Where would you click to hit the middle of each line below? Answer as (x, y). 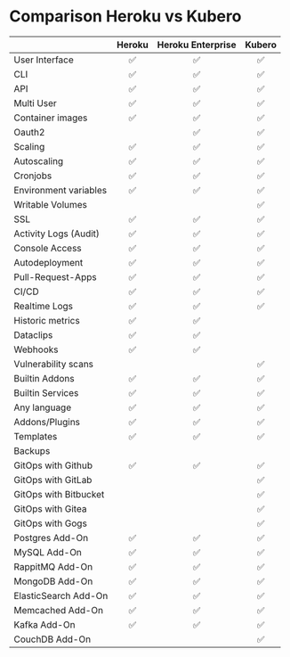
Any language (43, 407)
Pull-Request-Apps (55, 276)
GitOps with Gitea (50, 508)
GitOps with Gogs (50, 523)
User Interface (44, 60)
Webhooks (36, 349)
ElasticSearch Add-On (61, 595)
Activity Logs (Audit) (57, 234)
